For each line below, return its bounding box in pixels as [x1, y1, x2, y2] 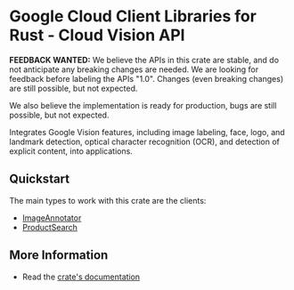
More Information [9, 247, 109, 263]
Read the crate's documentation [21, 271, 141, 282]
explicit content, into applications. [9, 145, 134, 157]
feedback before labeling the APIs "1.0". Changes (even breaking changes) [9, 73, 283, 84]
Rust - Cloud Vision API [9, 25, 185, 45]
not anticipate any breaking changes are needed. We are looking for [9, 64, 259, 75]
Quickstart [9, 172, 70, 187]
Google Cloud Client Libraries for [9, 6, 257, 27]
